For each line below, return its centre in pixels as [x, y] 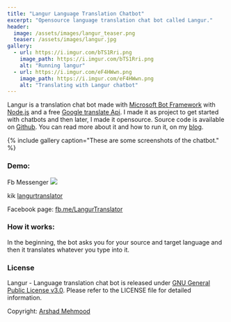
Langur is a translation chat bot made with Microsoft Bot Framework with [111, 105]
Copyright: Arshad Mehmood [49, 312]
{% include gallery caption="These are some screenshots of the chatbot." [113, 141]
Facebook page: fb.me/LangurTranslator [65, 209]
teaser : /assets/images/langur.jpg [65, 40]
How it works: [31, 227]
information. [25, 298]
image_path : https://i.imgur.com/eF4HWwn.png [87, 78]
